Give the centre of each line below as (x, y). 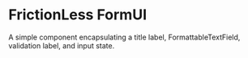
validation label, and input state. (62, 45)
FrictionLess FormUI (78, 15)
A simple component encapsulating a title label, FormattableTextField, (124, 37)
